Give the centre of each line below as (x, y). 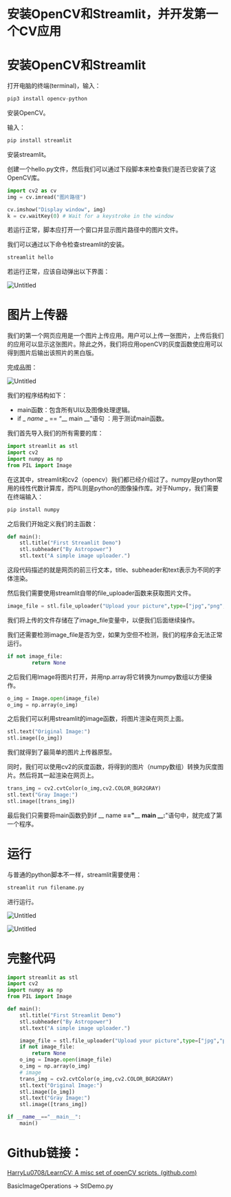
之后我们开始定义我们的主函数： (52, 524)
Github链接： (45, 1153)
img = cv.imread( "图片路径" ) (47, 197)
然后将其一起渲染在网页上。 (58, 775)
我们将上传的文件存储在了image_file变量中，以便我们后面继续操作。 (103, 620)
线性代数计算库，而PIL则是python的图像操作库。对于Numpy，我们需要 (119, 488)
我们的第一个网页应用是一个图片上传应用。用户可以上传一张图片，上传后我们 (115, 336)
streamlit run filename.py (46, 887)
